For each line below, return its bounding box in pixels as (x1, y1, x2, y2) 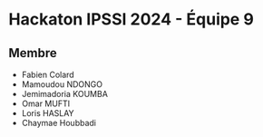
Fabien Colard (21, 69, 74, 80)
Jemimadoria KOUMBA (21, 89, 108, 99)
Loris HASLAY (21, 108, 74, 118)
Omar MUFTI (21, 98, 70, 109)
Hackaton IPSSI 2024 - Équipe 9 (8, 9, 255, 30)
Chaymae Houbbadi (21, 118, 97, 128)
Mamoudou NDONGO (21, 79, 103, 90)
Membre (8, 45, 58, 61)
